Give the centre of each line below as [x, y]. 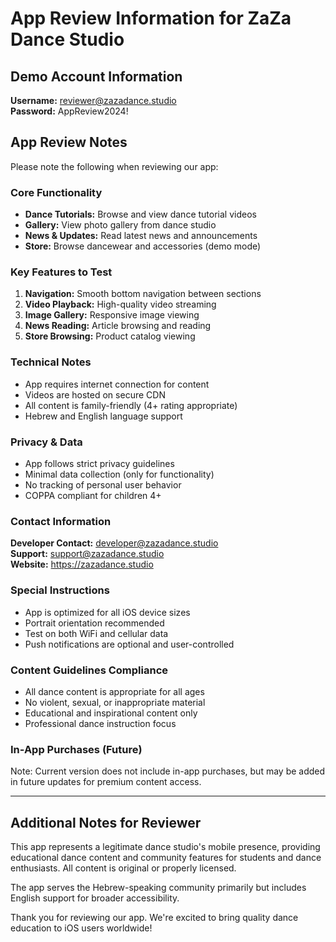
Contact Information [61, 521]
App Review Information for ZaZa [151, 18]
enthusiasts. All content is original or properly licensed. [123, 868]
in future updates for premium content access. [106, 782]
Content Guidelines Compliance [89, 670]
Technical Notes [51, 362]
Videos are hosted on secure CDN [95, 394]
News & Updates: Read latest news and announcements [141, 236]
